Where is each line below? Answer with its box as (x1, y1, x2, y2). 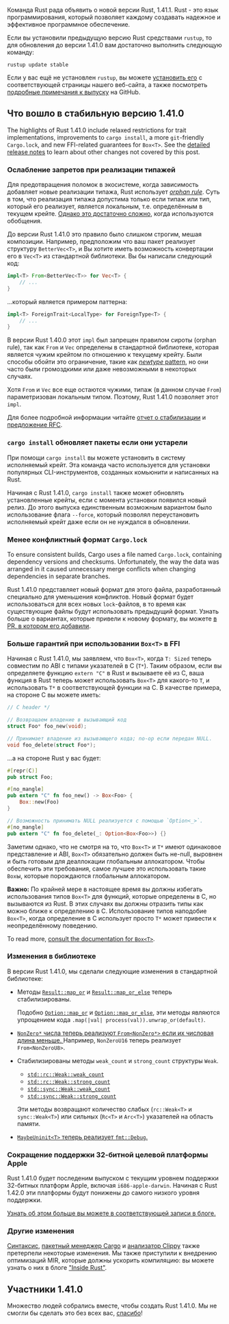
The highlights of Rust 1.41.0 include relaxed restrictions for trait (7, 126, 187, 134)
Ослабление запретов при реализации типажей (7, 164, 176, 174)
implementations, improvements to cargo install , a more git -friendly (7, 133, 204, 141)
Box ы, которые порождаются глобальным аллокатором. (7, 871, 171, 879)
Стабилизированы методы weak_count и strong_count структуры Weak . (16, 1056, 219, 1064)
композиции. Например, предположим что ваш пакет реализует (7, 238, 196, 246)
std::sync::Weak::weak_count (27, 1086, 111, 1092)
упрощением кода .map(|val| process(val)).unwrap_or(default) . (16, 1015, 206, 1023)
